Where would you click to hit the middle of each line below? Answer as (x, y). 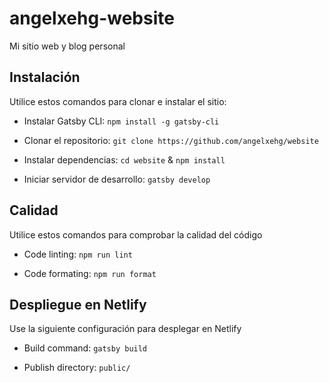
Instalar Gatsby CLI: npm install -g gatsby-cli (121, 121)
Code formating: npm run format (90, 273)
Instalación (45, 77)
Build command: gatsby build (85, 348)
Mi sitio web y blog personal (67, 46)
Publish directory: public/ (77, 368)
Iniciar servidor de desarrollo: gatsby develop (117, 179)
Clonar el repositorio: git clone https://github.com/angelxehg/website (171, 140)
